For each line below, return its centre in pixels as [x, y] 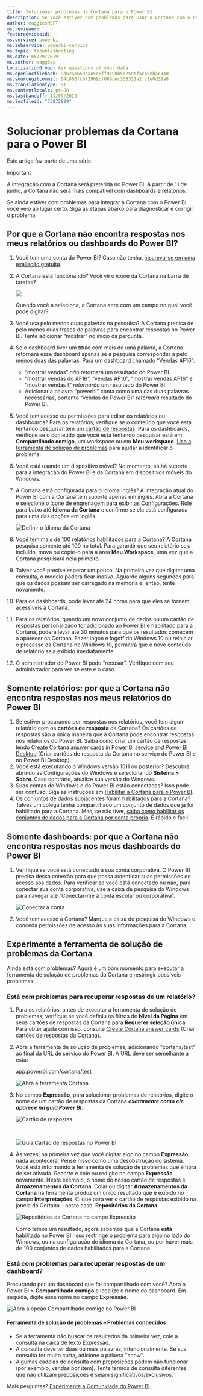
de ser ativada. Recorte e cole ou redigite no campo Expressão [94, 1174]
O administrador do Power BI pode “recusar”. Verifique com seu [95, 663]
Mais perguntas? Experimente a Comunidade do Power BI [78, 1386]
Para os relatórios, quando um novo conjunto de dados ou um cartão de [105, 619]
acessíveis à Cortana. [42, 608]
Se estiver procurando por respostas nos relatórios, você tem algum [100, 722]
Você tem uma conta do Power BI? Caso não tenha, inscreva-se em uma [105, 258]
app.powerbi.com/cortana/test [54, 1072]
